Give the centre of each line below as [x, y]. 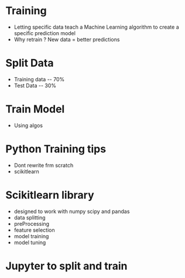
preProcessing [32, 224]
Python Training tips [56, 149]
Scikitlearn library [50, 195]
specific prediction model [44, 33]
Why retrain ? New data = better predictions [67, 39]
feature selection [34, 230]
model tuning [30, 242]
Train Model [35, 109]
